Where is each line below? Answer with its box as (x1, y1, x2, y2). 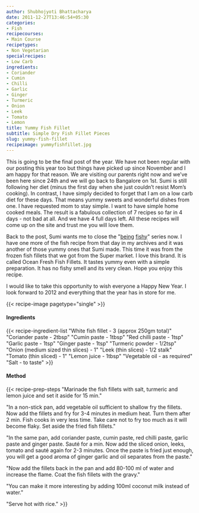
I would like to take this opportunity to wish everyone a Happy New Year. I (6, 282, 187, 290)
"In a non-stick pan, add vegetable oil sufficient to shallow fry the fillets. (6, 403, 182, 411)
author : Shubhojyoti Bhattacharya (6, 8, 92, 15)
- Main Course (6, 36, 42, 42)
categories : (6, 20, 36, 26)
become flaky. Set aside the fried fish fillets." (6, 422, 116, 430)
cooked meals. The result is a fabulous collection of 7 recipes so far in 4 (6, 209, 183, 216)
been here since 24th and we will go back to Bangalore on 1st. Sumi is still (6, 177, 187, 184)
